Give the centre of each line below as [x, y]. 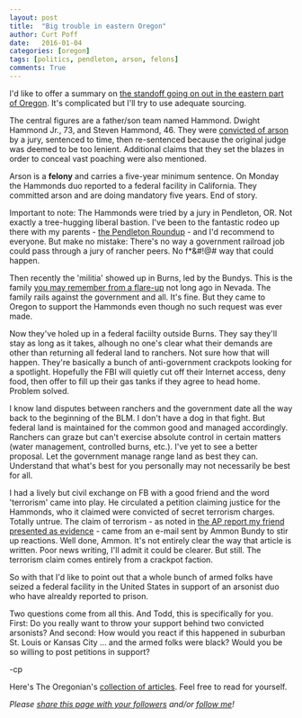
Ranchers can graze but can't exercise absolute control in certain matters [145, 436]
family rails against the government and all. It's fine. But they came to [138, 297]
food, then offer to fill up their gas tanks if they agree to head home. [135, 381]
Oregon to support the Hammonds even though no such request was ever [146, 306]
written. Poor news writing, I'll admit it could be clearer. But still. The [135, 550]
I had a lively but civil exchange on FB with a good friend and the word [139, 492]
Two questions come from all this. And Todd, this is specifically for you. [142, 614]
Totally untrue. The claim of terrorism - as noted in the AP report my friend [147, 521]
